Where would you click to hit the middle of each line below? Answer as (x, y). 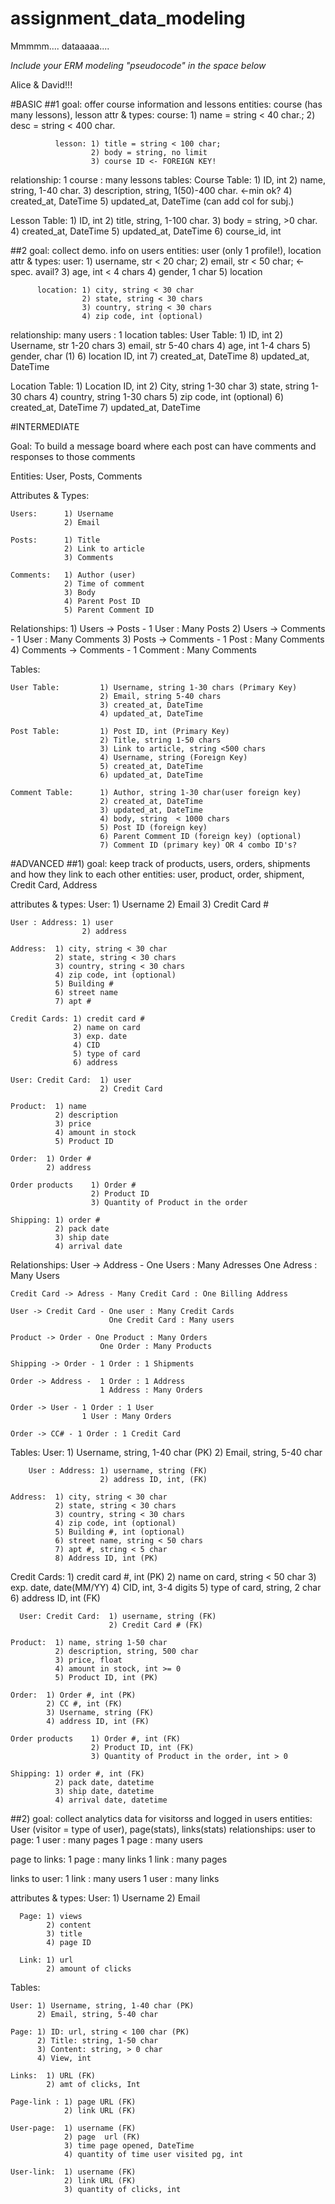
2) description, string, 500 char (126, 1651)
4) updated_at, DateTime (151, 713)
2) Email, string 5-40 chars (160, 696)
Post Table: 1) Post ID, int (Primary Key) (120, 731)
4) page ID (69, 1942)
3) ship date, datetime (104, 1791)
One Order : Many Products (156, 1346)
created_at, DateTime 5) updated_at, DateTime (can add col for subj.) (152, 201)
